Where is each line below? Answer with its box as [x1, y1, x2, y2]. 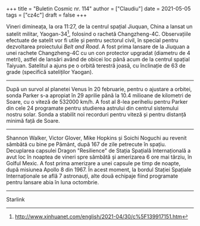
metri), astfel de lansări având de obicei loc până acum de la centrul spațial [6, 55, 190, 63]
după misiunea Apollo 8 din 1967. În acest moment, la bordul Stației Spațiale [6, 166, 192, 173]
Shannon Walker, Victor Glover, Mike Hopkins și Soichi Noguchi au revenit [6, 134, 187, 141]
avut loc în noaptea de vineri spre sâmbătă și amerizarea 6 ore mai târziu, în [6, 153, 192, 160]
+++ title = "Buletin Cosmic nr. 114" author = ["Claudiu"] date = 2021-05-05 [6, 5, 191, 12]
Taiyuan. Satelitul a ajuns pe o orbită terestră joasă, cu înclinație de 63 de [6, 62, 186, 69]
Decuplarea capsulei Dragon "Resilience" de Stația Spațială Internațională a [6, 147, 191, 154]
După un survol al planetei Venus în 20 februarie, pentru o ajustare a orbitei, [6, 85, 192, 92]
